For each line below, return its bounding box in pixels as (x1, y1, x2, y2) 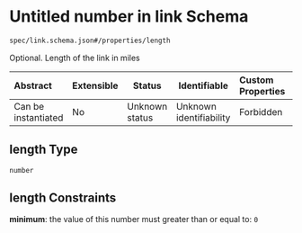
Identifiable (178, 79, 229, 92)
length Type (9, 142, 78, 157)
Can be (13, 100, 45, 112)
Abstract (13, 79, 52, 92)
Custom (239, 74, 274, 86)
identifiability (175, 111, 231, 123)
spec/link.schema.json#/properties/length (9, 36, 171, 45)
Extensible (71, 79, 119, 92)
